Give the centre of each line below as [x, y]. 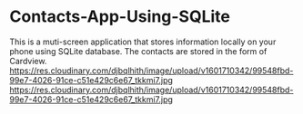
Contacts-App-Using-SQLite [120, 17]
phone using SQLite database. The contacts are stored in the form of [138, 51]
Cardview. [28, 61]
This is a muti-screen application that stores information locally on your [143, 42]
